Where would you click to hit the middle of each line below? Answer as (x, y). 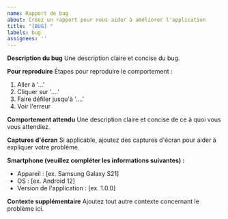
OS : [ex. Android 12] (46, 181)
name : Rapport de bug (38, 13)
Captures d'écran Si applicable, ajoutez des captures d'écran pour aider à (112, 140)
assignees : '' (27, 39)
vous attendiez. (29, 127)
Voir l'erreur (34, 106)
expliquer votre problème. (43, 147)
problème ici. (26, 209)
